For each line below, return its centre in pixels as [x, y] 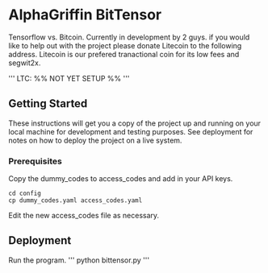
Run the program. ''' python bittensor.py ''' [79, 260]
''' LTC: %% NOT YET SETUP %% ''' [69, 78]
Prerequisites [35, 161]
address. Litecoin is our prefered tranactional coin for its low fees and [124, 54]
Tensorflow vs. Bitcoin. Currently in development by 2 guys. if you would [129, 37]
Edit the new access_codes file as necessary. [84, 216]
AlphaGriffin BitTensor [85, 15]
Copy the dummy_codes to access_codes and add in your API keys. [121, 179]
